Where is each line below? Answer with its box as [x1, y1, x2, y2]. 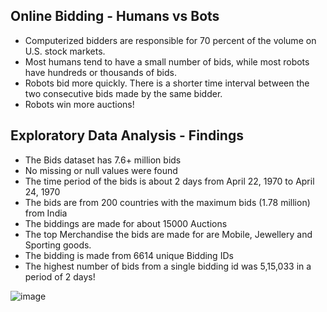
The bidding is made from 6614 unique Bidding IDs [24, 249, 234, 261]
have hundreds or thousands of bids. [24, 66, 177, 78]
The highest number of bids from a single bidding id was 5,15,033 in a [24, 260, 312, 272]
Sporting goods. [24, 239, 92, 251]
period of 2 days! [24, 270, 96, 283]
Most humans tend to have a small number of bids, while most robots [24, 55, 310, 68]
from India [24, 207, 68, 219]
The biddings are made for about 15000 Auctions [24, 217, 228, 229]
